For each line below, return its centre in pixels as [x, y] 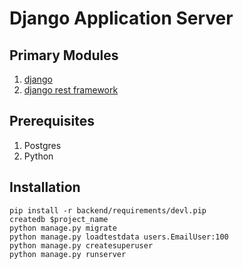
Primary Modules [64, 55]
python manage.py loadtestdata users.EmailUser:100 [119, 237]
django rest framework [71, 90]
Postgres [42, 145]
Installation [45, 187]
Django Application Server [121, 18]
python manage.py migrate [63, 228]
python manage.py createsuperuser [81, 245]
